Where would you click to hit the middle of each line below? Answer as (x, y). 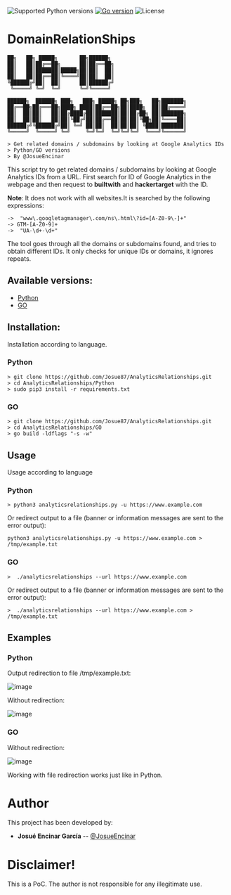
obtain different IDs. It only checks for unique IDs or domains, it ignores (110, 251)
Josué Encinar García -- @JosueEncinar (77, 836)
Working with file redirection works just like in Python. (85, 775)
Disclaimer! (41, 864)
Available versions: (50, 281)
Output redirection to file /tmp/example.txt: (69, 673)
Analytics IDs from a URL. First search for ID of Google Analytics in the (109, 176)
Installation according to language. (57, 344)
